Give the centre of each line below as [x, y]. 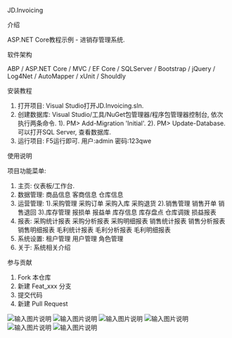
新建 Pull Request [43, 303]
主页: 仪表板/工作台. [46, 186]
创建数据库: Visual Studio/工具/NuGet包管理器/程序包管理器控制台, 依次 [120, 114]
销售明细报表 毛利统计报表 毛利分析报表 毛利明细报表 [94, 230]
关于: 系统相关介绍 [44, 247]
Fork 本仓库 [34, 277]
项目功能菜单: [27, 171]
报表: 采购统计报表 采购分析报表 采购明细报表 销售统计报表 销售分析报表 [121, 221]
